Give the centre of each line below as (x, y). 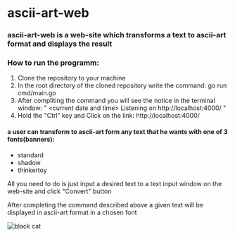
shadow (29, 162)
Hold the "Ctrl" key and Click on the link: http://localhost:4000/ (109, 116)
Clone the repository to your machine (71, 78)
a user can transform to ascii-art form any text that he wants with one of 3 (118, 132)
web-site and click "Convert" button (59, 191)
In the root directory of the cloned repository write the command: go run (122, 85)
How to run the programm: (53, 63)
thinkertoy (32, 170)
